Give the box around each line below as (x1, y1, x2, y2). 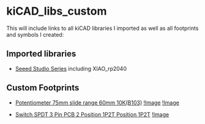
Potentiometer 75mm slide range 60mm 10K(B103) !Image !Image (15, 99, 179, 106)
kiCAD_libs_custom (6, 4, 107, 18)
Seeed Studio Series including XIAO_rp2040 (15, 65, 127, 72)
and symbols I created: (6, 31, 64, 38)
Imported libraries (6, 49, 76, 59)
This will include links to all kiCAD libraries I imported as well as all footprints (6, 24, 199, 32)
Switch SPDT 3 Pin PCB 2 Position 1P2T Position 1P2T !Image (15, 111, 170, 118)
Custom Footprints (6, 82, 80, 93)
